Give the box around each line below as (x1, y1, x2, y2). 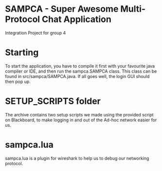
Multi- (120, 3, 146, 15)
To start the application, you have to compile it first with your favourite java (5, 63, 155, 69)
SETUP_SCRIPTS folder (5, 96, 101, 107)
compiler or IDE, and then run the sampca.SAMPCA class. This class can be (5, 68, 157, 74)
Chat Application (42, 14, 112, 25)
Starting (5, 47, 39, 58)
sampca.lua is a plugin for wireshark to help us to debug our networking (5, 155, 149, 161)
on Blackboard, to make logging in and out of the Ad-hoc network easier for (5, 117, 157, 123)
